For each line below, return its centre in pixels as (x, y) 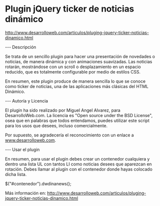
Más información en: (25, 193)
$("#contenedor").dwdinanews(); (38, 184)
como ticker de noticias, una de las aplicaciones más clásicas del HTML (77, 86)
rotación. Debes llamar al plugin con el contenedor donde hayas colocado (79, 169)
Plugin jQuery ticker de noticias (70, 9)
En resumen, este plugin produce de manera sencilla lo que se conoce (75, 81)
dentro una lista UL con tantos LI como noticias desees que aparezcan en (78, 164)
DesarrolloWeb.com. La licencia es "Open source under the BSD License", (79, 115)
